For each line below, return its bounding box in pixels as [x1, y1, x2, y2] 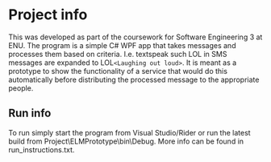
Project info [8, 6, 88, 24]
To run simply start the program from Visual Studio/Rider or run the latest [8, 128, 252, 137]
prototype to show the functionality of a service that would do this [8, 66, 228, 75]
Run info [8, 107, 52, 120]
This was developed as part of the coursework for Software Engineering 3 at [8, 32, 263, 42]
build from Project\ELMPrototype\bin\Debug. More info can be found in [8, 136, 244, 146]
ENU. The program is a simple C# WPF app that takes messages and [8, 40, 236, 50]
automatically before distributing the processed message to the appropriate [8, 75, 260, 84]
